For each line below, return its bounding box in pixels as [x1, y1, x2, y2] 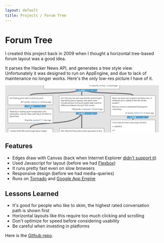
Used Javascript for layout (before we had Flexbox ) [12, 160, 116, 166]
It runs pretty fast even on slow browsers [12, 165, 95, 171]
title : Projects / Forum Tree [5, 13, 67, 18]
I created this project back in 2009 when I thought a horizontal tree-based [5, 51, 154, 56]
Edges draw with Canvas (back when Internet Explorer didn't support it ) [12, 155, 157, 161]
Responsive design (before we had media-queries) [12, 170, 115, 176]
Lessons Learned [5, 189, 59, 198]
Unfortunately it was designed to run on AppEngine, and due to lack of [5, 71, 147, 76]
